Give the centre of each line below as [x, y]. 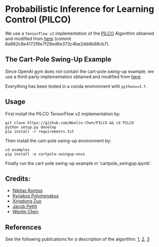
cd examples [17, 149]
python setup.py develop [31, 127]
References [23, 227]
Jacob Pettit [25, 206]
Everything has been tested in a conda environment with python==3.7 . [76, 86]
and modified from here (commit [38, 39]
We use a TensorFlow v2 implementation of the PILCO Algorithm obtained [80, 33]
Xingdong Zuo [27, 201]
